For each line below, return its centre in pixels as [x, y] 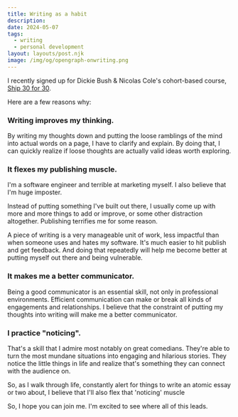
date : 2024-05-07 [33, 27]
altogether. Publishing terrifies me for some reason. [82, 221]
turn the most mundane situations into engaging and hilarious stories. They [117, 356]
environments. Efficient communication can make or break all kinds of [109, 299]
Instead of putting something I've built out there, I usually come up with [112, 206]
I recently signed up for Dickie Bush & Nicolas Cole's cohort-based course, [117, 80]
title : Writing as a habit [47, 14]
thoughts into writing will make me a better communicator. [92, 315]
